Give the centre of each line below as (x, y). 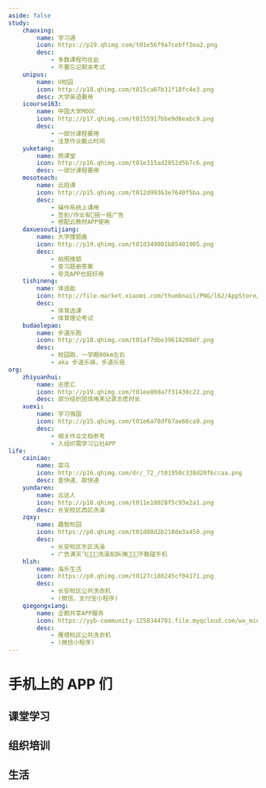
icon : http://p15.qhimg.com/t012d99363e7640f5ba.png (125, 192)
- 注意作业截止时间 (78, 141)
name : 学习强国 (59, 414)
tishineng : (40, 281)
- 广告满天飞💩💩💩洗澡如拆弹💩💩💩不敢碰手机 (109, 554)
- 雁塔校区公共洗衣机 (81, 636)
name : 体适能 (56, 289)
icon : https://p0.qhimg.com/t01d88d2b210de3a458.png (125, 532)
